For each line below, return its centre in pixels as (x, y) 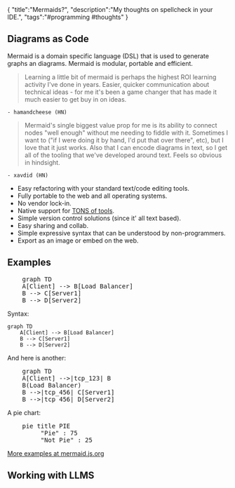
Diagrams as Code (48, 39)
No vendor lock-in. (44, 203)
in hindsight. (42, 162)
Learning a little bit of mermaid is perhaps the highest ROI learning (120, 77)
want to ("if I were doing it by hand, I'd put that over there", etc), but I (124, 140)
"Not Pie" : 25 (66, 440)
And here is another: (37, 358)
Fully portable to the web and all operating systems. (92, 196)
